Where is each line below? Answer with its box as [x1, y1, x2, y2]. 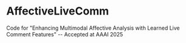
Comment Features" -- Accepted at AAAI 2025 [6, 30, 123, 38]
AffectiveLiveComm [6, 4, 109, 18]
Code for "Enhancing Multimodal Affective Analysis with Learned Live [6, 24, 180, 31]
